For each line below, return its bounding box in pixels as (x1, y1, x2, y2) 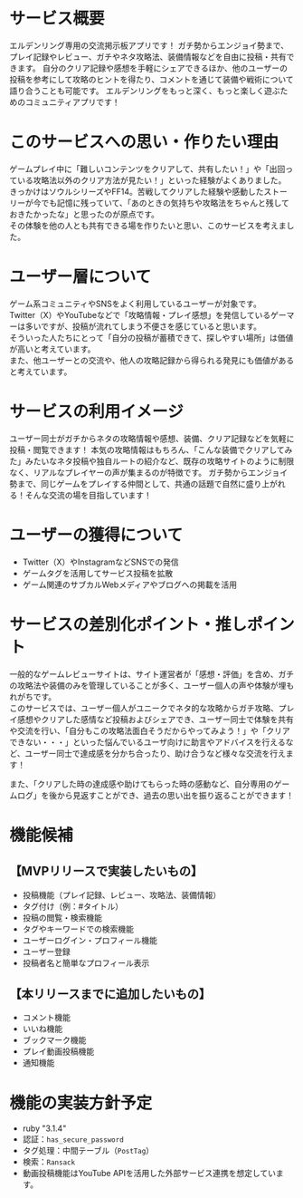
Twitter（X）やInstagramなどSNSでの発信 (22, 556, 179, 567)
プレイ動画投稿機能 (22, 1046, 95, 1057)
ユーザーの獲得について (9, 525, 184, 545)
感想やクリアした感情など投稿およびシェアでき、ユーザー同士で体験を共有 (16, 713, 294, 725)
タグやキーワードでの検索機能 (22, 923, 134, 934)
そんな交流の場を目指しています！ (24, 489, 152, 500)
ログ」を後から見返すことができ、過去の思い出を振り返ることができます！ (16, 789, 295, 800)
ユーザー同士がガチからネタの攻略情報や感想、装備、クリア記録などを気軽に (9, 432, 295, 444)
